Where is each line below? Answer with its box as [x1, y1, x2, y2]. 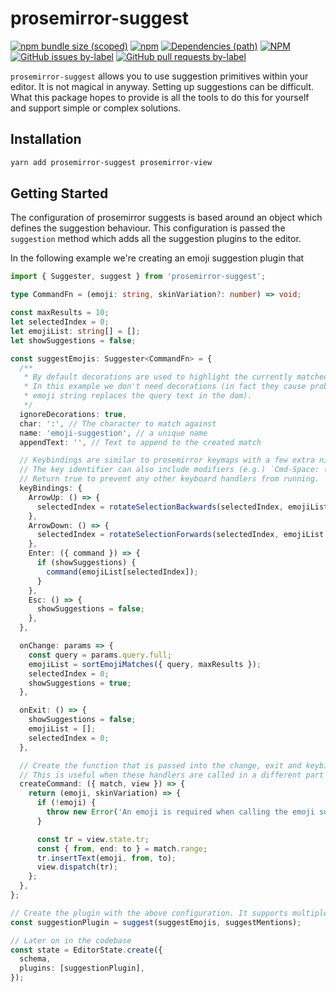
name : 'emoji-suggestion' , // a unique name [19, 428, 208, 438]
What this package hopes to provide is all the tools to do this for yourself [10, 91, 310, 103]
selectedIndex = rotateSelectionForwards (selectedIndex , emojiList [36, 530, 325, 540]
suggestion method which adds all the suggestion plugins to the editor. [10, 233, 302, 245]
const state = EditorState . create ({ [10, 945, 163, 955]
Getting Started [10, 185, 109, 202]
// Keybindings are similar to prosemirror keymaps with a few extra [19, 455, 315, 466]
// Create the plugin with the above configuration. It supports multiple [10, 908, 329, 918]
